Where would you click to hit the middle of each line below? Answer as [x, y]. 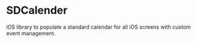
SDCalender [37, 10]
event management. [31, 33]
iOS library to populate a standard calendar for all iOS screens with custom [98, 27]
